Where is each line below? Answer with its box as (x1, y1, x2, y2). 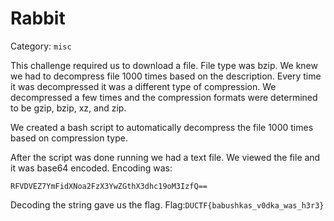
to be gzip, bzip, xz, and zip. (10, 102, 127, 114)
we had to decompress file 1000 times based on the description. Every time (10, 70, 322, 82)
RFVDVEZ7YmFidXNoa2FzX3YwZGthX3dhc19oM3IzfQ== (10, 181, 208, 191)
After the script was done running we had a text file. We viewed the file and (10, 151, 321, 163)
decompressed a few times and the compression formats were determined (10, 91, 318, 103)
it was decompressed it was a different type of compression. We (10, 80, 277, 92)
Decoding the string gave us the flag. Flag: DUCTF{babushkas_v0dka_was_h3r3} (10, 198, 325, 211)
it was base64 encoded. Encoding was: (10, 162, 173, 174)
